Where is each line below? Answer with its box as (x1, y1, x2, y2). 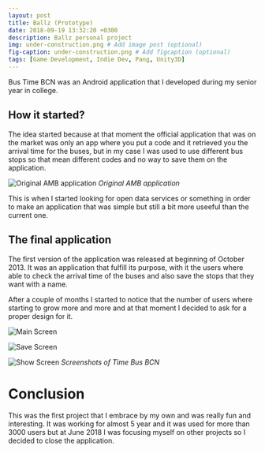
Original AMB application (98, 178, 180, 188)
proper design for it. (8, 311, 73, 320)
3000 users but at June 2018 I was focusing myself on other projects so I (8, 428, 246, 437)
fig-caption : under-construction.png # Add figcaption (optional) (8, 48, 231, 56)
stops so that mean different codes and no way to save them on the (8, 155, 228, 164)
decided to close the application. (8, 436, 114, 446)
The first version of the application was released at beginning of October (8, 254, 244, 264)
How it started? (8, 108, 85, 122)
